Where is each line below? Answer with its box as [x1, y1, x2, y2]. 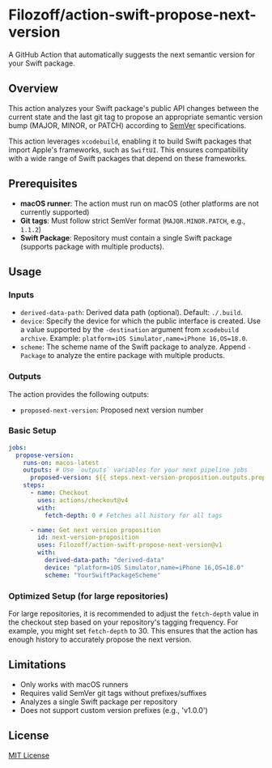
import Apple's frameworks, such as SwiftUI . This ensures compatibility [8, 144, 249, 155]
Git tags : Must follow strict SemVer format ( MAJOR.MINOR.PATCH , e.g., [19, 215, 246, 225]
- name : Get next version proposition [29, 526, 161, 534]
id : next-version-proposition [37, 533, 139, 542]
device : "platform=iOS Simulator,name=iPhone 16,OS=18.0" [44, 563, 244, 572]
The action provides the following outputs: [8, 389, 150, 399]
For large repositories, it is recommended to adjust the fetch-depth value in [8, 609, 259, 619]
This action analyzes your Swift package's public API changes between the [8, 103, 259, 113]
